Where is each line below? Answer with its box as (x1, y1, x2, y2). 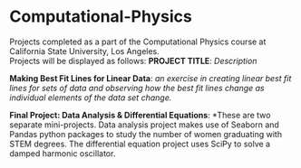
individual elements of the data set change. (9, 92, 172, 103)
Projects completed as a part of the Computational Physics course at (9, 36, 267, 47)
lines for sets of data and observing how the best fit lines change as (9, 82, 265, 93)
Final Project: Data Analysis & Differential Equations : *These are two (9, 109, 271, 120)
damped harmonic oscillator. (9, 147, 116, 159)
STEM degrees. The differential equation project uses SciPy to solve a (9, 138, 270, 149)
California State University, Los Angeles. (9, 45, 160, 56)
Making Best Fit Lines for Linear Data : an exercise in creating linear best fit (9, 72, 292, 83)
